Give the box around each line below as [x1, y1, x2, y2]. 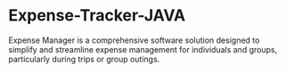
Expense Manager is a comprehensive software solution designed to [8, 35, 260, 45]
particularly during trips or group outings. [8, 53, 160, 64]
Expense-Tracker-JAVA [8, 5, 186, 26]
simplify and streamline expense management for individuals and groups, [8, 44, 278, 54]
